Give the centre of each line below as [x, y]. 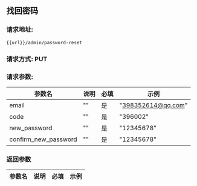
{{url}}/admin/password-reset [44, 42]
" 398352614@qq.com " [153, 105]
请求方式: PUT [27, 59]
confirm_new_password [43, 139]
